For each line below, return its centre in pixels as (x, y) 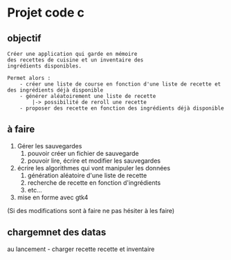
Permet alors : (29, 78)
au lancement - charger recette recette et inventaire (81, 249)
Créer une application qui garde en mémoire (72, 54)
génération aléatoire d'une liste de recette (87, 175)
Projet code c (46, 13)
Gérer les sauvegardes (49, 146)
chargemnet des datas (57, 232)
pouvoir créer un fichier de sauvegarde (83, 153)
